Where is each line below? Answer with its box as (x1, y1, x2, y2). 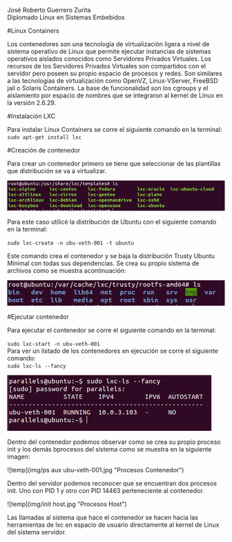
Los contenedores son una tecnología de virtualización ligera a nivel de (7, 40, 210, 48)
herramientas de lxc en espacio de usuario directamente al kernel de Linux (7, 521, 220, 529)
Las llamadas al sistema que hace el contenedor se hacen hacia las (7, 513, 199, 521)
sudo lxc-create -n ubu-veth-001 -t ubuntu (7, 240, 135, 246)
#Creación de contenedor (7, 146, 81, 154)
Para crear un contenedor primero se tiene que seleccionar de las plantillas (7, 159, 221, 168)
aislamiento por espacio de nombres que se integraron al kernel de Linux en (7, 91, 224, 99)
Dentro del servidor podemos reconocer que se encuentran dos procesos (7, 479, 217, 487)
